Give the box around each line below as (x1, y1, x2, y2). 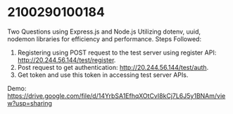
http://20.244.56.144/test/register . (17, 55, 116, 64)
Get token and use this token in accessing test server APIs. (17, 71, 189, 79)
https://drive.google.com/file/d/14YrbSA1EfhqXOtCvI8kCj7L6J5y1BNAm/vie (7, 92, 226, 100)
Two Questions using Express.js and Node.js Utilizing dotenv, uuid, (7, 27, 201, 36)
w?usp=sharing (7, 99, 53, 107)
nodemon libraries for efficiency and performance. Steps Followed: (7, 34, 202, 43)
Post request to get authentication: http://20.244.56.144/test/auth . (17, 63, 209, 71)
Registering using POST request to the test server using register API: (17, 48, 217, 57)
